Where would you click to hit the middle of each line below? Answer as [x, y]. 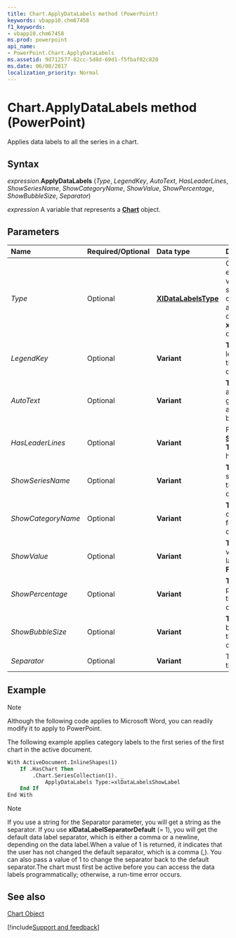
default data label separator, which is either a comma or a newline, [104, 837]
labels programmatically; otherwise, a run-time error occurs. [94, 875]
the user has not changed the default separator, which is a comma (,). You [114, 852]
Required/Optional [118, 252]
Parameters [33, 232]
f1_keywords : [26, 27]
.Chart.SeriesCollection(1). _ [78, 775]
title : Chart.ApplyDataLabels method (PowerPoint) [83, 14]
